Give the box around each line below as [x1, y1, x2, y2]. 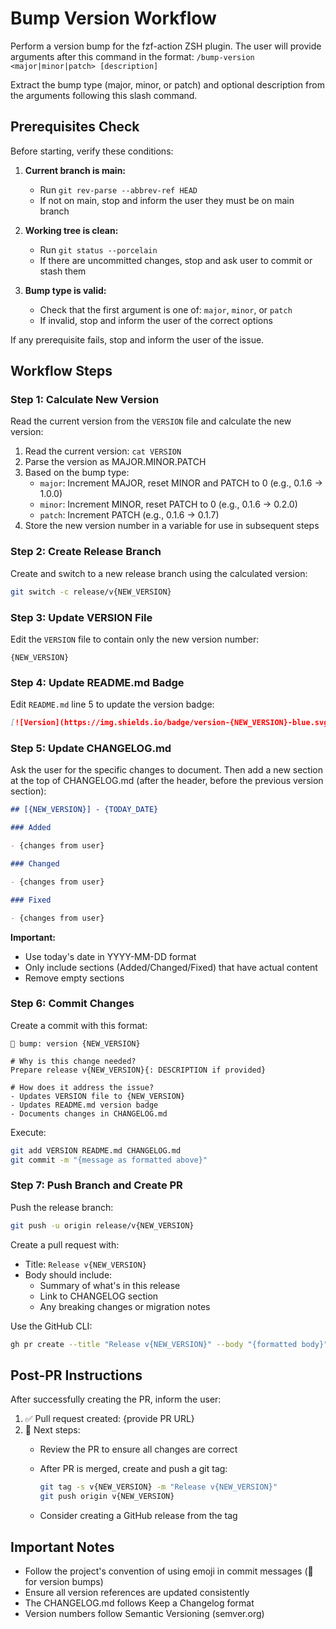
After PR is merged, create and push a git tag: [39, 1463, 228, 1475]
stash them [39, 265, 87, 277]
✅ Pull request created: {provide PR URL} [24, 1413, 195, 1425]
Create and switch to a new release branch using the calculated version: [10, 567, 308, 579]
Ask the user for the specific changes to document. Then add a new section [10, 764, 323, 776]
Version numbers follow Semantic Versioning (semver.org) [24, 1607, 265, 1619]
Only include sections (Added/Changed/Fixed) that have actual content [24, 961, 318, 973]
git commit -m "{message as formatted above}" [10, 1155, 208, 1165]
